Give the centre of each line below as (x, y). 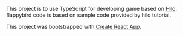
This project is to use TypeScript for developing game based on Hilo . (91, 9)
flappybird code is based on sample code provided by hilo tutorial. (88, 15)
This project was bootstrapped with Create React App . (74, 27)
